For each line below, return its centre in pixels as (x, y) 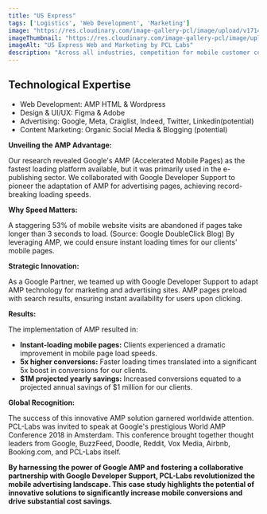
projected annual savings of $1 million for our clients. (106, 386)
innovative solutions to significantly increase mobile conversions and (126, 492)
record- (230, 186)
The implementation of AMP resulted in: (73, 329)
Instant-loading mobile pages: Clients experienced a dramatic (123, 344)
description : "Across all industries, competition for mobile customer (129, 53)
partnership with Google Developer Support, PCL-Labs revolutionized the (132, 476)
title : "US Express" (43, 16)
